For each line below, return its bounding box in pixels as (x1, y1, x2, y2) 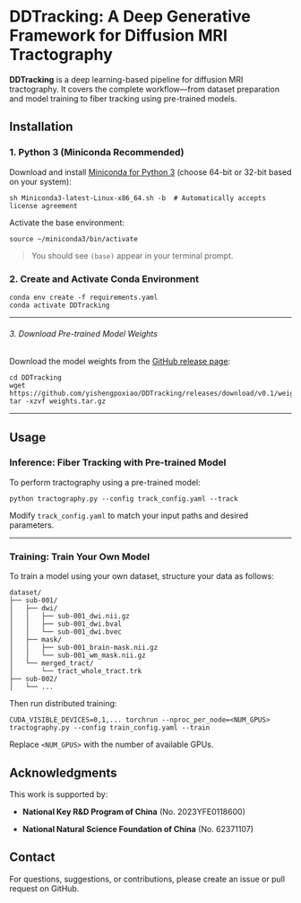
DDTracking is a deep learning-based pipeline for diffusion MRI (9, 74, 244, 84)
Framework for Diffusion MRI (9, 25, 228, 46)
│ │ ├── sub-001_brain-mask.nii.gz (9, 644, 159, 653)
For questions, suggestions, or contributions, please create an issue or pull (9, 873, 285, 884)
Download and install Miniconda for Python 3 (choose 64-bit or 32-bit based (9, 166, 292, 177)
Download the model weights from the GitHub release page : (9, 356, 231, 367)
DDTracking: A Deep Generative (9, 6, 251, 27)
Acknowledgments (9, 765, 118, 780)
